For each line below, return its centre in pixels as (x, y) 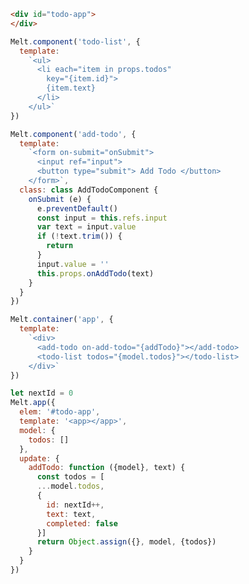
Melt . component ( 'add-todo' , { (73, 134)
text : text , (71, 514)
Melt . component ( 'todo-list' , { (75, 41)
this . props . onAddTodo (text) (95, 273)
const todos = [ (70, 477)
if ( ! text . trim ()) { (79, 236)
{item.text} (71, 88)
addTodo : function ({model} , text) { (107, 468)
